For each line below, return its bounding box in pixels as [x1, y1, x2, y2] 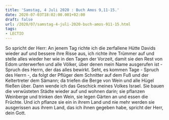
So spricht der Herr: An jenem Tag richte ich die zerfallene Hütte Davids [5, 45, 156, 51]
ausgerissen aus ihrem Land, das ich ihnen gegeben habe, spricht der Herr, [5, 105, 164, 110]
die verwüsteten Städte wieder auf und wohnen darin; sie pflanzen [5, 88, 145, 94]
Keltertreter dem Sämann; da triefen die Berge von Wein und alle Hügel [5, 77, 154, 83]
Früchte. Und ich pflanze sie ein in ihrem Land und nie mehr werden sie [5, 99, 155, 105]
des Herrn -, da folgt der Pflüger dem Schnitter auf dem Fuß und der [5, 72, 149, 78]
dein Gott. [5, 110, 26, 116]
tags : [5, 26, 17, 32]
